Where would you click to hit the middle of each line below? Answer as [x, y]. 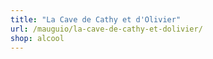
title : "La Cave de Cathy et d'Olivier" [96, 19]
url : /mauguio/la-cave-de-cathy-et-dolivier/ [106, 29]
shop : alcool [37, 38]
